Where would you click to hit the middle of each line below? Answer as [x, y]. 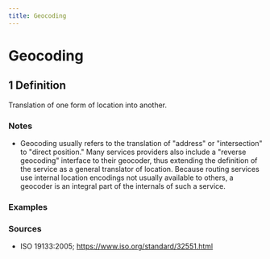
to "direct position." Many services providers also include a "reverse [133, 152]
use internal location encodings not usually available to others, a [127, 178]
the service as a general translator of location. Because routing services [139, 169]
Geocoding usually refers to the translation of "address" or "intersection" [141, 143]
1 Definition [37, 86]
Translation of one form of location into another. [88, 105]
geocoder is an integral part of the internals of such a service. [123, 186]
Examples [28, 207]
